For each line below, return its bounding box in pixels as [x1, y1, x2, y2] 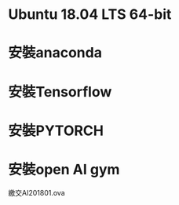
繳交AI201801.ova [8, 188, 65, 197]
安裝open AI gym [8, 160, 120, 178]
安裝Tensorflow [8, 82, 112, 101]
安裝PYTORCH [8, 122, 104, 139]
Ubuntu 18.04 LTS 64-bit [8, 5, 172, 24]
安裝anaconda [8, 44, 102, 62]
